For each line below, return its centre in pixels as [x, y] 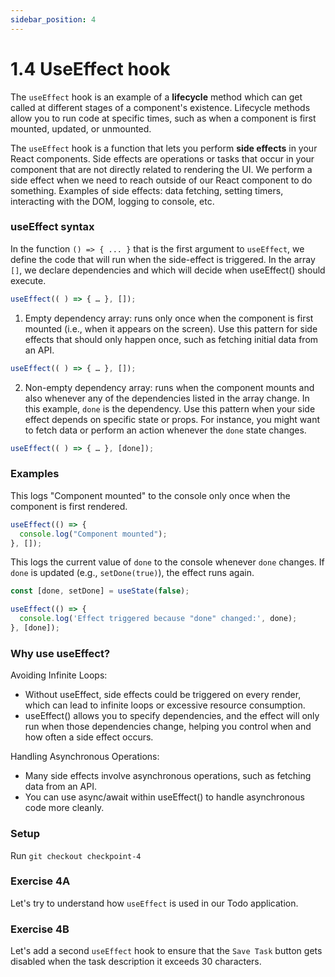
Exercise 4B [40, 929]
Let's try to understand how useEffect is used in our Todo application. [154, 903]
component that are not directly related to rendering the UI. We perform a [161, 169]
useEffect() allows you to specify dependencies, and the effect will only [172, 716]
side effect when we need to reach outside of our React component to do [161, 180]
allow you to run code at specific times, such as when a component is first [163, 118]
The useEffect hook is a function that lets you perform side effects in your [164, 148]
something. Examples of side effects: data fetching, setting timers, [147, 190]
